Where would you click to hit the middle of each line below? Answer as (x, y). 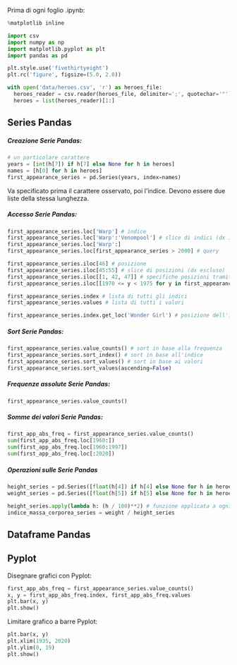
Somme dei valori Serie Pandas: (55, 417)
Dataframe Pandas (49, 534)
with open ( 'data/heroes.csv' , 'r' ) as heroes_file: (85, 87)
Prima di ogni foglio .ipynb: (46, 10)
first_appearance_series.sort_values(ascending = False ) (90, 368)
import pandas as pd (38, 56)
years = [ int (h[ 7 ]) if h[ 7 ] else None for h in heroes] (91, 164)
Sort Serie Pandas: (36, 331)
